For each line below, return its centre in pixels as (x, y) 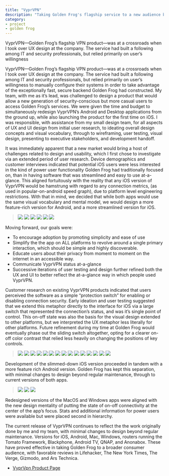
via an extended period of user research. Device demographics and (75, 159)
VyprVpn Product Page (36, 468)
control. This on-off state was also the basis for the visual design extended (83, 317)
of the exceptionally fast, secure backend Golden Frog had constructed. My (83, 90)
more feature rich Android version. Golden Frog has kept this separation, (80, 369)
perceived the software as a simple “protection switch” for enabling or (78, 295)
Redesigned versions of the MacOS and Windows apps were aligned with (81, 400)
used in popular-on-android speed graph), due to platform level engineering (84, 191)
